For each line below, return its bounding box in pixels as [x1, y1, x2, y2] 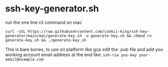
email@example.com [5, 57, 44, 62]
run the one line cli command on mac [5, 19, 82, 25]
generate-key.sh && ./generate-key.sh [5, 38, 87, 43]
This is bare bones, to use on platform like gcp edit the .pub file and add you [5, 46, 163, 52]
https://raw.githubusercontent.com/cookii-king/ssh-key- [27, 29, 150, 34]
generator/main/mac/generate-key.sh [5, 33, 82, 38]
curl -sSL [5, 29, 26, 34]
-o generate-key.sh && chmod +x [83, 33, 152, 38]
